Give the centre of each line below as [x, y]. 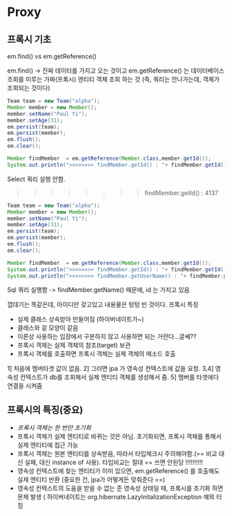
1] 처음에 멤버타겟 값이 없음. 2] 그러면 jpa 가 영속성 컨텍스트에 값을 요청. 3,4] [110, 369]
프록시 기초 [29, 39]
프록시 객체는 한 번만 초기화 [54, 428]
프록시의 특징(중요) [45, 410]
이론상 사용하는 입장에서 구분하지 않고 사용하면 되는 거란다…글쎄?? [107, 337]
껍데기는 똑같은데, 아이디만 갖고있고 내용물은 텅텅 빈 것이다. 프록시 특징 [103, 304]
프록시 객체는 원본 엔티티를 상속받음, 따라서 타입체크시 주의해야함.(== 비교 [117, 454]
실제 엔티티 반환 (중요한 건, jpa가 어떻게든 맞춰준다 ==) [91, 480]
